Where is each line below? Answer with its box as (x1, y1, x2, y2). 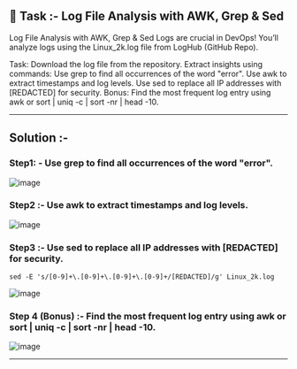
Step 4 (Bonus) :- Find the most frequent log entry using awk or (9, 311, 286, 323)
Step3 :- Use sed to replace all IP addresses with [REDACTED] (9, 241, 278, 253)
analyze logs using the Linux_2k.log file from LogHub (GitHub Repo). (9, 42, 259, 52)
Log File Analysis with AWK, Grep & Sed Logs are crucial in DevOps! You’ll (9, 32, 278, 42)
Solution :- (9, 130, 69, 146)
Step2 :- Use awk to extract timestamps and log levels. (9, 199, 249, 211)
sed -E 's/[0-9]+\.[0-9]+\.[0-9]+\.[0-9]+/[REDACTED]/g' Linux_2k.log (9, 273, 275, 281)
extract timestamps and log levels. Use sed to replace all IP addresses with (9, 77, 282, 88)
